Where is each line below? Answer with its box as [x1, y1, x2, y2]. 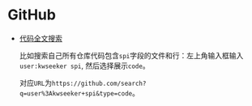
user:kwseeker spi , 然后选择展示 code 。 [19, 61, 151, 70]
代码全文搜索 [19, 33, 62, 43]
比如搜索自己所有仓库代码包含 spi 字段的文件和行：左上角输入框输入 [19, 50, 244, 60]
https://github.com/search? [51, 79, 147, 87]
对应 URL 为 [19, 78, 53, 87]
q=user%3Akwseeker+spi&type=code [19, 89, 133, 98]
